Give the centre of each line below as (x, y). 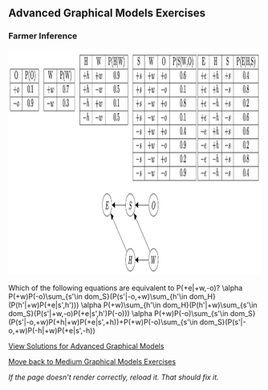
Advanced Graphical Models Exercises (107, 13)
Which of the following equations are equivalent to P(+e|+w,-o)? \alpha (126, 287)
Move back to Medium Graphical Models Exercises (92, 361)
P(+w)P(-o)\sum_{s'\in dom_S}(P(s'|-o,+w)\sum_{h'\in (98, 296)
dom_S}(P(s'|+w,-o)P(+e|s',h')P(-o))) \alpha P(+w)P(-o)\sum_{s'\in (118, 313)
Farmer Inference (43, 36)
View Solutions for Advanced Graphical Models (86, 346)
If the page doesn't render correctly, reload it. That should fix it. (114, 377)
